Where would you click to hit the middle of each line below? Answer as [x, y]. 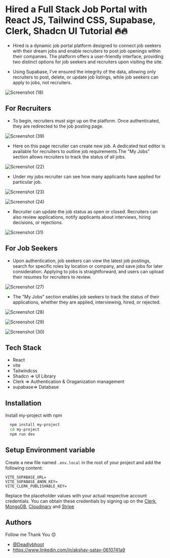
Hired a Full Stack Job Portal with [76, 9]
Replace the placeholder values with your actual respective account [76, 495]
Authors [19, 523]
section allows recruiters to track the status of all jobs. [69, 157]
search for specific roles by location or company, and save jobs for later [88, 266]
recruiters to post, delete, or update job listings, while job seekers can [86, 77]
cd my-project [25, 429]
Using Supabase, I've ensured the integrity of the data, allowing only [84, 71]
